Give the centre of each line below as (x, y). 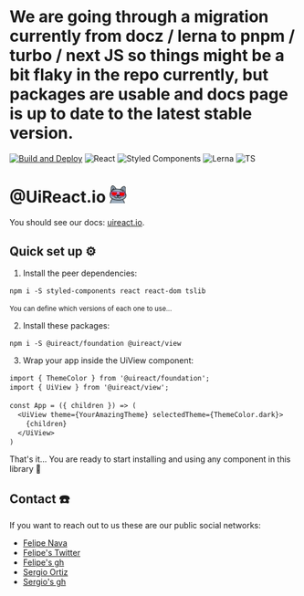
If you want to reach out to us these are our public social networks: (136, 525)
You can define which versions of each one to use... (91, 309)
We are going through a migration (139, 17)
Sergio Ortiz (45, 571)
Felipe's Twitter (51, 552)
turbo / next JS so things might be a (147, 56)
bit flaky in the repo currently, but (139, 75)
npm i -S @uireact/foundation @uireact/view (95, 344)
